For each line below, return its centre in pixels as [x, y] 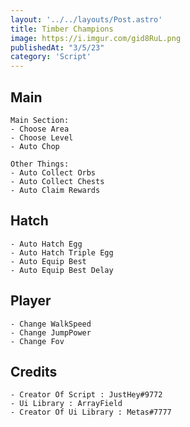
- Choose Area [40, 129]
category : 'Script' [51, 57]
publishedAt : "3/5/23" [57, 47]
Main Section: [40, 120]
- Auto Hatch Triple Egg [62, 252]
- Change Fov [37, 341]
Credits [34, 371]
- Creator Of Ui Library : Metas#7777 [91, 412]
